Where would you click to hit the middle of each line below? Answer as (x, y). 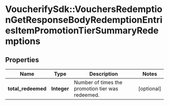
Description (104, 74)
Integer (60, 89)
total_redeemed (27, 89)
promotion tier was (96, 89)
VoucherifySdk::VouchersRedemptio (84, 9)
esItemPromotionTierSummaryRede (82, 31)
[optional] (150, 89)
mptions (23, 41)
